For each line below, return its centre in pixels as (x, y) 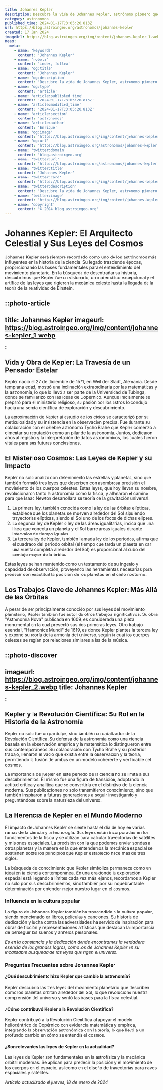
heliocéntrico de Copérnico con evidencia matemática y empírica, (71, 1025)
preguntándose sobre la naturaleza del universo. (53, 800)
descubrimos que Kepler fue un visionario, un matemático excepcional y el (80, 278)
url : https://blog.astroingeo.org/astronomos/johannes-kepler (69, 28)
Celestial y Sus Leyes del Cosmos (74, 244)
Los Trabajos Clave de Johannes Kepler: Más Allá (81, 590)
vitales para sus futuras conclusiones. (43, 443)
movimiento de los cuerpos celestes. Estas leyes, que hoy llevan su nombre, (81, 488)
